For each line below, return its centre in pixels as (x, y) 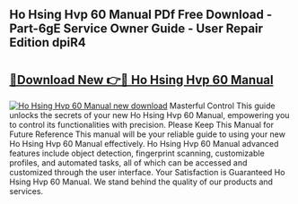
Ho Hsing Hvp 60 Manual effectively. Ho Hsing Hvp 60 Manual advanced (144, 144)
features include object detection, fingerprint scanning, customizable (137, 153)
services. (26, 191)
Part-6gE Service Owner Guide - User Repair (136, 29)
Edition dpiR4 (48, 42)
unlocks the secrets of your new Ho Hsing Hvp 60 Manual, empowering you (149, 115)
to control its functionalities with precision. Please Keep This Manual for (142, 125)
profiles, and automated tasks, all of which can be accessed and (128, 163)
